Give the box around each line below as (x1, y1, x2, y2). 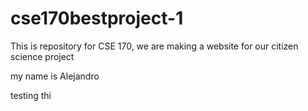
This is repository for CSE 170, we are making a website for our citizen (10, 40, 299, 52)
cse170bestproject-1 (10, 7, 184, 30)
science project (10, 50, 75, 62)
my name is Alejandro (10, 70, 100, 82)
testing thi (10, 89, 52, 101)
